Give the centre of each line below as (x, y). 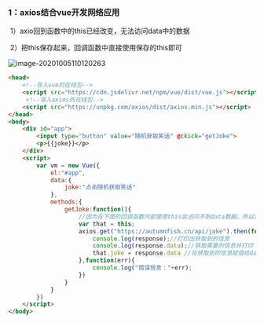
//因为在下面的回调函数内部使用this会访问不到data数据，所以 (166, 217)
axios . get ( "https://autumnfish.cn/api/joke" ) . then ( (165, 231)
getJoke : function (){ (98, 210)
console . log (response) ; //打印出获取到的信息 (161, 239)
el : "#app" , (68, 173)
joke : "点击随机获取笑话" (100, 187)
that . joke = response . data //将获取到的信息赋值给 (171, 253)
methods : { (66, 202)
